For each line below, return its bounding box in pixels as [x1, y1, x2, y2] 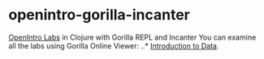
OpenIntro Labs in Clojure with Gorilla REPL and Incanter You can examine [8, 32, 257, 42]
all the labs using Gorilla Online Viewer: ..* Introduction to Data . [8, 40, 219, 50]
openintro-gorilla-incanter [8, 6, 191, 24]
